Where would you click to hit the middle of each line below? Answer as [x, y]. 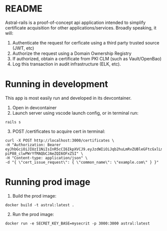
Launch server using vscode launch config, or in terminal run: [75, 113]
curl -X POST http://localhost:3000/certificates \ [60, 140]
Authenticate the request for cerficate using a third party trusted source [86, 42]
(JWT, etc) [23, 48]
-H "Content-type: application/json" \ [46, 158]
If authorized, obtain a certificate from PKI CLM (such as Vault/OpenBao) [87, 58]
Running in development [57, 84]
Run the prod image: [33, 214]
